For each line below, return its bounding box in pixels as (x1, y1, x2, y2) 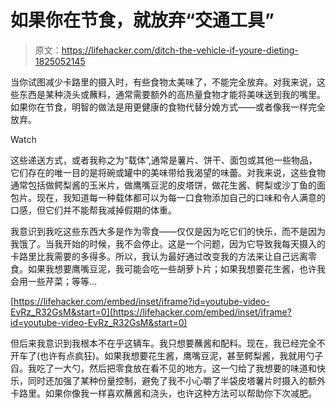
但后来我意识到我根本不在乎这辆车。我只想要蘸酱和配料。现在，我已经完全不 (10, 337, 326, 349)
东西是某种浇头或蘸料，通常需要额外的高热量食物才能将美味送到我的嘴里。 (18, 88, 326, 100)
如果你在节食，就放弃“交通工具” (10, 9, 275, 32)
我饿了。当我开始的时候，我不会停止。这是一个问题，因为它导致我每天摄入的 (10, 237, 326, 250)
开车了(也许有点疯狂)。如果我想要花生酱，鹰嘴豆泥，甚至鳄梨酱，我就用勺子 (10, 349, 324, 361)
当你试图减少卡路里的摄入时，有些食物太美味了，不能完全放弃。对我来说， (10, 76, 317, 88)
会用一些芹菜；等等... (10, 275, 98, 287)
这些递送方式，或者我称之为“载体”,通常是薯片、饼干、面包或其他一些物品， (10, 154, 318, 166)
